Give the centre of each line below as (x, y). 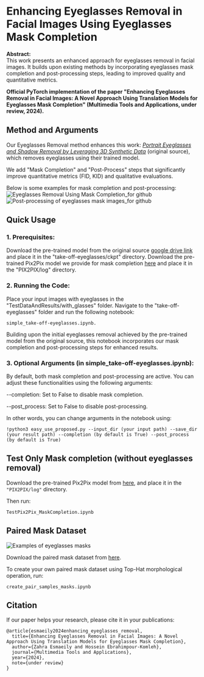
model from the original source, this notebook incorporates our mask (93, 341)
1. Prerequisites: (31, 237)
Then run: (19, 501)
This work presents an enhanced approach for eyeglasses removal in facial (100, 60)
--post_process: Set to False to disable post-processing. (77, 407)
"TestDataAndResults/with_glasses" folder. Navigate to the (80, 305)
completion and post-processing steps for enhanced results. (82, 347)
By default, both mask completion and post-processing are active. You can (100, 376)
